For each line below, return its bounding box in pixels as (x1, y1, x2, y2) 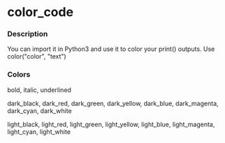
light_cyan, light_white (7, 127, 71, 136)
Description (7, 29, 48, 39)
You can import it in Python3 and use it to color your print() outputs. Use (7, 45, 215, 53)
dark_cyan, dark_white (7, 106, 72, 115)
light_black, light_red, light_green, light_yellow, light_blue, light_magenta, (7, 120, 215, 128)
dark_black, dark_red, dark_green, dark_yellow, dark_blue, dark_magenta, (7, 99, 219, 107)
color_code (7, 4, 74, 20)
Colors (7, 70, 31, 80)
